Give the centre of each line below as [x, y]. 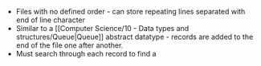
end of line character [51, 20]
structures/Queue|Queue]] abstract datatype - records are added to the [135, 37]
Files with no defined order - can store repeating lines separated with [130, 12]
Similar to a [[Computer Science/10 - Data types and [102, 28]
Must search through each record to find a [86, 54]
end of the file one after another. [69, 45]
